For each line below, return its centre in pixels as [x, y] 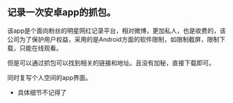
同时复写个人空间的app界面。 [50, 77]
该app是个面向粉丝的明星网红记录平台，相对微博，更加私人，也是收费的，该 [117, 31]
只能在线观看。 [41, 48]
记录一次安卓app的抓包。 [62, 13]
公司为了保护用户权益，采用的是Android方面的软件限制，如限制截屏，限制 [113, 39]
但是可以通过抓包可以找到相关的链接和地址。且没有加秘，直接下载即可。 [111, 63]
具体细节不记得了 [42, 92]
